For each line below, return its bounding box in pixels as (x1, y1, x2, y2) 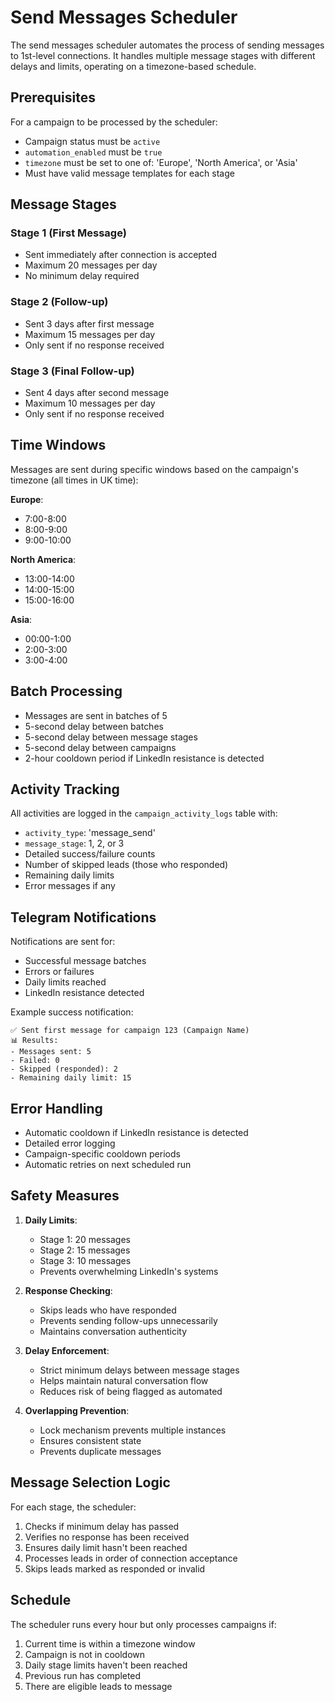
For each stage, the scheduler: (10, 1501, 137, 1513)
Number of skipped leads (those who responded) (24, 859, 229, 871)
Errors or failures (24, 966, 95, 978)
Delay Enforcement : (24, 1344, 110, 1356)
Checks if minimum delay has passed (24, 1520, 180, 1532)
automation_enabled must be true (24, 146, 163, 158)
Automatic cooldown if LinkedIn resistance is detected (24, 1127, 249, 1139)
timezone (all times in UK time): (10, 474, 139, 486)
